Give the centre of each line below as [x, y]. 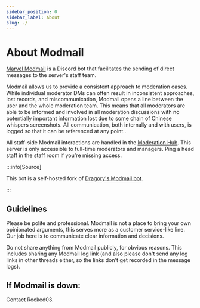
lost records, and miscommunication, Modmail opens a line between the [95, 100]
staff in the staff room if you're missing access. [64, 155]
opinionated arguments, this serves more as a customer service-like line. [96, 230]
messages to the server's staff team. [51, 75]
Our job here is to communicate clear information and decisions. [85, 236]
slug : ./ [17, 23]
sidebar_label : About [33, 17]
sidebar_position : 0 [32, 12]
